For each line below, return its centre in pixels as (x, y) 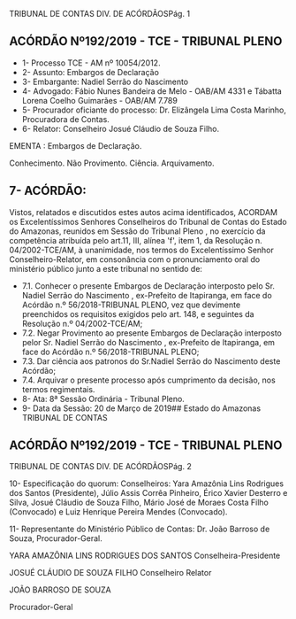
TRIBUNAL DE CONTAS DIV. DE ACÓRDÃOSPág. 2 (100, 467)
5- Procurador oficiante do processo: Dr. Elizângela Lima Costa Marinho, (154, 110)
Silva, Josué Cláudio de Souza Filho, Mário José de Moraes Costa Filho (139, 503)
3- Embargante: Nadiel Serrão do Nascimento (105, 81)
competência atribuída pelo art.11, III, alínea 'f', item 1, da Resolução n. (136, 240)
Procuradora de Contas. (66, 119)
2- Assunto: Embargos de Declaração (90, 72)
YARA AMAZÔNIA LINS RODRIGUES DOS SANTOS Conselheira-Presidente (145, 556)
